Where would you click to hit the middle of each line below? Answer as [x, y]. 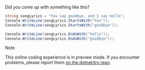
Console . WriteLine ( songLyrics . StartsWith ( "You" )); [57, 21]
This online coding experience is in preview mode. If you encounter [72, 57]
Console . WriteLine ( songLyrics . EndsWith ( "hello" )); [57, 34]
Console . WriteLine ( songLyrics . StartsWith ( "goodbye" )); [62, 25]
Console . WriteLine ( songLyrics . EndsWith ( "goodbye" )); [60, 39]
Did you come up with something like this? [47, 7]
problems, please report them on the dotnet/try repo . [58, 63]
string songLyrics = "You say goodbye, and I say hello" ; [65, 16]
